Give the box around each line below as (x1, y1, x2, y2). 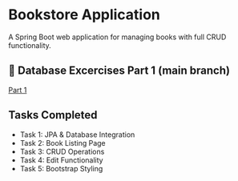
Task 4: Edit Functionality (19, 155, 103, 165)
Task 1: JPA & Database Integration (19, 130, 135, 139)
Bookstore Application (8, 6, 160, 24)
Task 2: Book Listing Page (19, 138, 106, 147)
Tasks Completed (8, 108, 98, 122)
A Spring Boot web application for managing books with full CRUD (8, 32, 227, 42)
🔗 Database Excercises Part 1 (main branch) (8, 64, 231, 78)
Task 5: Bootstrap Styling (19, 163, 103, 173)
